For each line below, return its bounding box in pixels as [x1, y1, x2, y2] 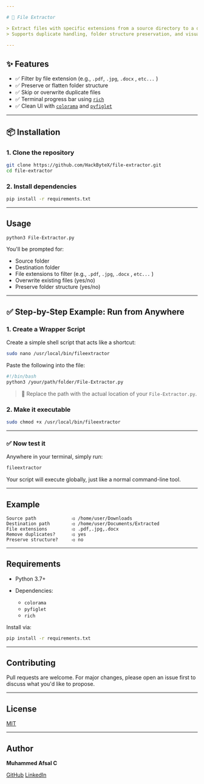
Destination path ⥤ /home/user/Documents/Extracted [6, 520, 160, 527]
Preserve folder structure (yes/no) [15, 283, 101, 291]
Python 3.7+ [15, 575, 46, 582]
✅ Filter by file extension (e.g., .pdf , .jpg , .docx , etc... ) [15, 75, 158, 82]
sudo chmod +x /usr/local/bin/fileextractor [6, 419, 121, 425]
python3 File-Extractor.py [6, 235, 75, 241]
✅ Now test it [6, 439, 46, 448]
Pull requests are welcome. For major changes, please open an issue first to [6, 674, 196, 681]
